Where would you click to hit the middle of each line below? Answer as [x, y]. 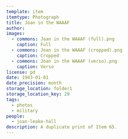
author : [16, 28]
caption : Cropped [38, 56]
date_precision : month [34, 83]
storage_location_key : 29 [38, 94]
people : [16, 116]
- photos [22, 105]
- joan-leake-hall [34, 122]
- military [25, 111]
